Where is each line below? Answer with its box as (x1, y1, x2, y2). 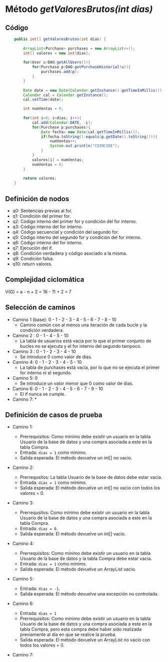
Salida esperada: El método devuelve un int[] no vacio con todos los (19, 485, 160, 491)
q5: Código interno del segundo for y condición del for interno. (12, 234, 141, 240)
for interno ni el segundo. (19, 369, 72, 376)
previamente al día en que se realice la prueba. (19, 631, 116, 637)
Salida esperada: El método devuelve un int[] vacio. (19, 531, 126, 537)
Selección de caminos (5, 303, 75, 312)
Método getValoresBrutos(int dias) (5, 4, 153, 15)
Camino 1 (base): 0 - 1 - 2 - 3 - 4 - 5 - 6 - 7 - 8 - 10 (12, 316, 116, 322)
